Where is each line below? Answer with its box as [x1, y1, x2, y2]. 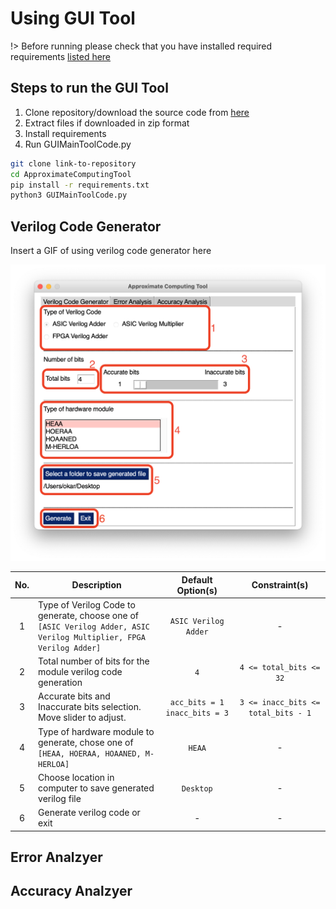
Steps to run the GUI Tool [10, 80, 169, 97]
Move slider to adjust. [38, 712, 127, 724]
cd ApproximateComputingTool [10, 169, 132, 179]
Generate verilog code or [38, 807, 141, 819]
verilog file [38, 792, 82, 804]
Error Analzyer [10, 848, 103, 866]
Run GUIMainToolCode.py [24, 138, 132, 150]
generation [38, 677, 83, 689]
